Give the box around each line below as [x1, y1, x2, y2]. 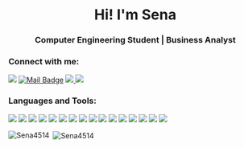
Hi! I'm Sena [93, 6, 177, 24]
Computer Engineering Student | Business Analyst [35, 35, 236, 46]
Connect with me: [8, 56, 80, 68]
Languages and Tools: [8, 95, 97, 106]
